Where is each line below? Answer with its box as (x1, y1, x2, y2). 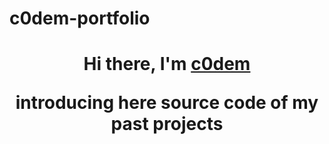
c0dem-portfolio (9, 7, 151, 30)
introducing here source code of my (15, 92, 319, 114)
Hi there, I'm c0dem (83, 53, 251, 76)
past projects (110, 113, 224, 136)
